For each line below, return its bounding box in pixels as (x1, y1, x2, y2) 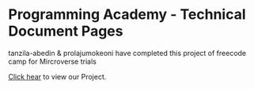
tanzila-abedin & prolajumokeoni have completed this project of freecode (8, 48, 247, 57)
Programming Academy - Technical (8, 6, 247, 24)
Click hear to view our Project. (8, 72, 107, 81)
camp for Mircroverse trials (8, 57, 97, 66)
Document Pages (8, 22, 123, 40)
